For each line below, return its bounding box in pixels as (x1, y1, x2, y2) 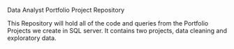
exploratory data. (7, 34, 57, 42)
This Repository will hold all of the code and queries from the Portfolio (7, 19, 209, 27)
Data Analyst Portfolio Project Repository (7, 6, 125, 14)
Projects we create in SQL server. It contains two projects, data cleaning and (7, 27, 227, 35)
